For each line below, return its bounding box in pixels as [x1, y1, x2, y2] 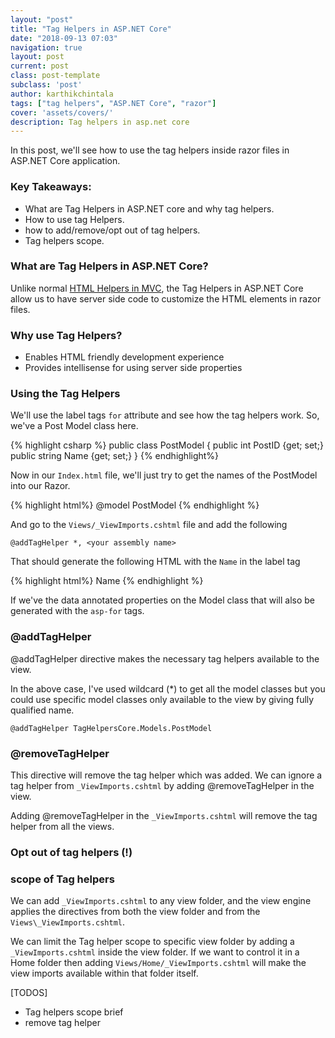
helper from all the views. [10, 821, 115, 833]
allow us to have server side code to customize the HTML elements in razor [10, 292, 322, 305]
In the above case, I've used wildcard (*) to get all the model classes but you [10, 682, 326, 695]
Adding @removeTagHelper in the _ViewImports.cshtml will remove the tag [10, 810, 318, 822]
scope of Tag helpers [10, 872, 115, 886]
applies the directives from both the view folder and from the [10, 906, 261, 918]
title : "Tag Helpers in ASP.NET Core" [10, 24, 172, 34]
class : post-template [10, 71, 101, 81]
